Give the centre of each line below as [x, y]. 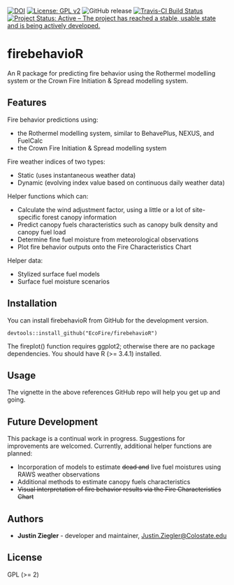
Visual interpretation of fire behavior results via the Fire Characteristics [119, 489]
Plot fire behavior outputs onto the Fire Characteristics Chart [104, 247]
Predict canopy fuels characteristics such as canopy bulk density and [117, 225]
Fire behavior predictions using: [53, 120]
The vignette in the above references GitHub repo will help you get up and [114, 393]
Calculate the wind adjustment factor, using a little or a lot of [104, 209]
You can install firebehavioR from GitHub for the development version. [108, 320]
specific [29, 217]
